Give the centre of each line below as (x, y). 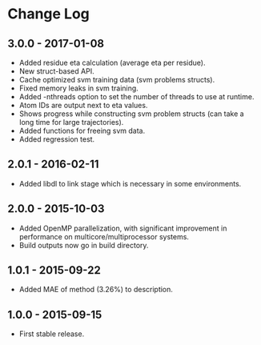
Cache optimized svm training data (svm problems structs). (117, 80)
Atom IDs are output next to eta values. (83, 105)
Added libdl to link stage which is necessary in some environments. (130, 183)
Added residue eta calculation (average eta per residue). (112, 62)
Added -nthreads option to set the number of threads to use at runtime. (137, 96)
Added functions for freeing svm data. (82, 130)
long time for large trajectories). (71, 122)
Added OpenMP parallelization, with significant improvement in (123, 228)
